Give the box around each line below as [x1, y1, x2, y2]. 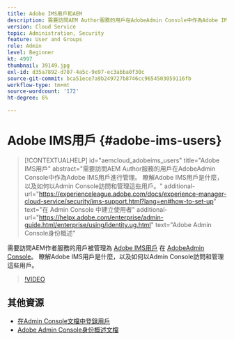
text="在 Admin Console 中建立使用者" [24, 205, 136, 213]
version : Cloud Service [7, 23, 77, 30]
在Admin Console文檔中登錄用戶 [17, 316, 111, 325]
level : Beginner [7, 49, 54, 56]
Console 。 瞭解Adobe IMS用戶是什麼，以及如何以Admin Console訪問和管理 [7, 252, 224, 261]
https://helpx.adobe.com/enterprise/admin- [38, 213, 164, 222]
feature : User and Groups [7, 36, 82, 43]
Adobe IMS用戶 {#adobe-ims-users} [7, 133, 222, 148]
